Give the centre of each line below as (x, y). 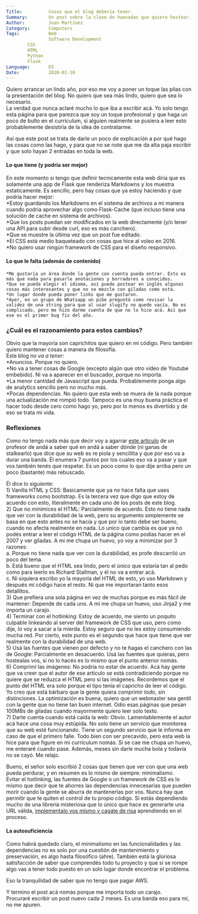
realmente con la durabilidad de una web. (57, 641)
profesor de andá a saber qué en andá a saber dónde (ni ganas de (87, 447)
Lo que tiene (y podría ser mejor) (47, 165)
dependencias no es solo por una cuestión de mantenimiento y (83, 850)
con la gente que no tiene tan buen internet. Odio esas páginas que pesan (96, 705)
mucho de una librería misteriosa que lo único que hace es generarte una (95, 805)
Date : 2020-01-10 (41, 72)
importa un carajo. (28, 610)
